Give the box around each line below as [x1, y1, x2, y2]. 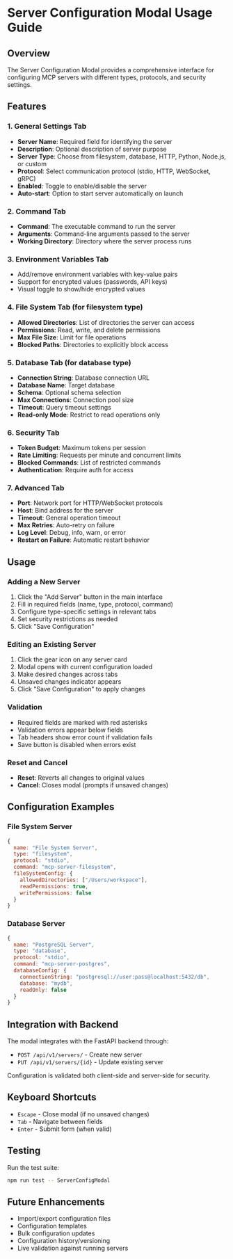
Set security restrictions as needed [17, 615, 118, 623]
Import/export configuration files [17, 1214, 111, 1223]
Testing [7, 1145, 41, 1157]
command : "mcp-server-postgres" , [13, 961, 111, 968]
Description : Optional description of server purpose [17, 145, 167, 153]
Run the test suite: [7, 1163, 59, 1171]
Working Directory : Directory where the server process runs [17, 236, 192, 245]
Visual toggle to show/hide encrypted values [17, 285, 145, 294]
